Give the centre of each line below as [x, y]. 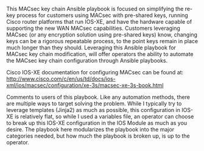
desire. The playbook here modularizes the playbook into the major [90, 129]
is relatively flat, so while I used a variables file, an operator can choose [104, 116]
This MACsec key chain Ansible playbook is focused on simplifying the [95, 9]
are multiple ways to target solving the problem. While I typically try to [94, 104]
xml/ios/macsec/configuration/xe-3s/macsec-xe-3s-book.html [85, 85]
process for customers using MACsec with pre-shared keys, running [103, 15]
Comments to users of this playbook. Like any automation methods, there [98, 97]
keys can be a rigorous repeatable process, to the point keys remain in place [102, 41]
